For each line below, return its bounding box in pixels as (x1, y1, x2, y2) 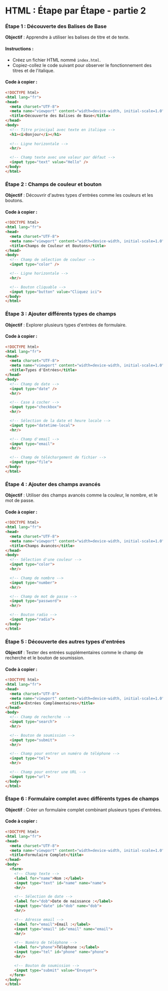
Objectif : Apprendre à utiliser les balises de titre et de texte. (5, 34, 130, 40)
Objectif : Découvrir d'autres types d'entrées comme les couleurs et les (5, 192, 153, 198)
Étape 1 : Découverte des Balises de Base (5, 23, 107, 30)
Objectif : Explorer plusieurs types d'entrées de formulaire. (5, 322, 127, 328)
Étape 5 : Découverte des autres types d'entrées (5, 638, 125, 645)
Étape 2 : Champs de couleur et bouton (5, 181, 101, 188)
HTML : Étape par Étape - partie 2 (5, 5, 146, 17)
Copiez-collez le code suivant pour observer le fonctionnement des (12, 62, 152, 68)
